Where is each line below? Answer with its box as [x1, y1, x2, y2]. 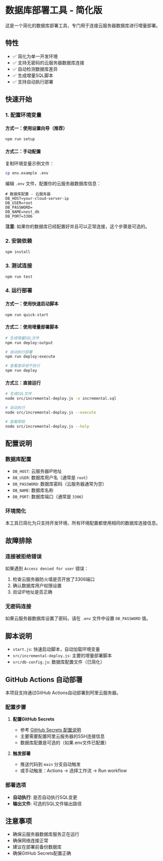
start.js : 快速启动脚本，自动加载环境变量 [12, 646, 100, 652]
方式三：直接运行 [5, 379, 41, 385]
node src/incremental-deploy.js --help [5, 424, 90, 429]
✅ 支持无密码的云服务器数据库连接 [12, 60, 85, 66]
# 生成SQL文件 [5, 391, 32, 397]
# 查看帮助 [5, 419, 25, 424]
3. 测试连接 [5, 262, 32, 270]
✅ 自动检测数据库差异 [12, 66, 58, 72]
